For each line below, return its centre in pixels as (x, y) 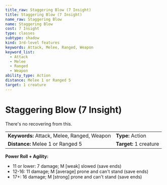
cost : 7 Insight (22, 29)
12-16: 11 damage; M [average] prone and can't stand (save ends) (80, 171)
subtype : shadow (22, 38)
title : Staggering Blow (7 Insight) (44, 15)
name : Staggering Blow (29, 24)
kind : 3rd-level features (32, 43)
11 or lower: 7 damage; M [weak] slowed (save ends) (67, 166)
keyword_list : (20, 52)
